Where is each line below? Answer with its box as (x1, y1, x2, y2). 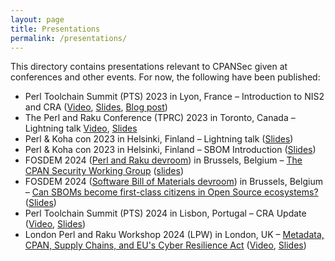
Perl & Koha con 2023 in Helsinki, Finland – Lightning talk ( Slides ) (24, 133, 294, 145)
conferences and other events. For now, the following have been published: (10, 71, 321, 83)
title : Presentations (10, 24, 101, 34)
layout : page (10, 14, 65, 25)
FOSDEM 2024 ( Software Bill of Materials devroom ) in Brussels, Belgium (24, 176, 323, 188)
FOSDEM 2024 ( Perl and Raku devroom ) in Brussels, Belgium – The (24, 154, 303, 166)
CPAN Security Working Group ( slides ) (24, 165, 184, 177)
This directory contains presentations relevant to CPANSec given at (10, 61, 288, 73)
